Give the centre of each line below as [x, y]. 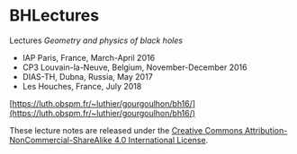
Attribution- [266, 130]
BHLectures [54, 16]
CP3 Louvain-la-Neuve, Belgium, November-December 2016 [135, 67]
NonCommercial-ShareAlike [61, 140]
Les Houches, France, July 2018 [82, 86]
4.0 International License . [161, 140]
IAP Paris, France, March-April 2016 [89, 57]
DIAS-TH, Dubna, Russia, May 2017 [87, 76]
